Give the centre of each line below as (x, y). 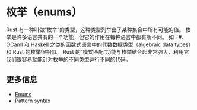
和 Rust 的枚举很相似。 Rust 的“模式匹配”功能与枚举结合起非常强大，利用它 (98, 51)
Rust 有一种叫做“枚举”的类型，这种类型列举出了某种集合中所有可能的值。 (95, 30)
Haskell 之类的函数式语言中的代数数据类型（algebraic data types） (111, 44)
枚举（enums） (44, 12)
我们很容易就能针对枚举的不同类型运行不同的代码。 (69, 59)
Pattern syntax (33, 101)
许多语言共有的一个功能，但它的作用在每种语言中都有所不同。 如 (95, 37)
